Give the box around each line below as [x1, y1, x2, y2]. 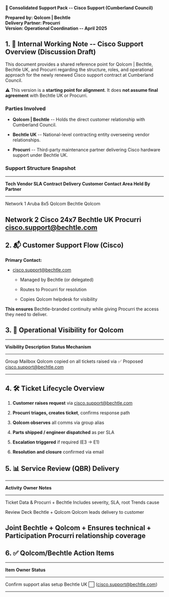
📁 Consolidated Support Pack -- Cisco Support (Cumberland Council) [5, 5, 153, 11]
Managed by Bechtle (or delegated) [20, 277, 94, 283]
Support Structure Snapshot [5, 165, 76, 172]
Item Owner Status [5, 567, 46, 573]
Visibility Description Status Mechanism [5, 344, 92, 350]
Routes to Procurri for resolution [20, 286, 87, 292]
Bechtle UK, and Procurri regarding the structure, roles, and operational [5, 66, 153, 73]
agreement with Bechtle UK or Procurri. [5, 92, 88, 98]
